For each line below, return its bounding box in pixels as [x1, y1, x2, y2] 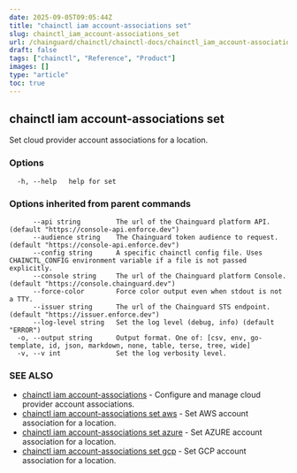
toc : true [9, 79, 46, 88]
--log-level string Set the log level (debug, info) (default [32, 318, 275, 327]
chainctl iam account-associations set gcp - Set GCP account [21, 446, 247, 456]
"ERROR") [9, 326, 42, 335]
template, [9, 341, 46, 350]
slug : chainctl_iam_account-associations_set [9, 29, 179, 38]
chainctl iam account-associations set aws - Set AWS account [21, 408, 249, 419]
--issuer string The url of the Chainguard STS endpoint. [32, 302, 271, 312]
